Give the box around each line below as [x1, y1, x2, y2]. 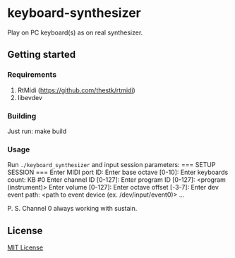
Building [7, 111, 37, 121]
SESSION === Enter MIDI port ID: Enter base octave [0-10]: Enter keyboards [7, 168, 229, 177]
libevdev [17, 93, 42, 102]
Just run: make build [7, 127, 67, 135]
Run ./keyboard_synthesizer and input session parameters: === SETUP [7, 161, 216, 169]
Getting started [7, 49, 76, 61]
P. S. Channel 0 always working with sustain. [7, 204, 138, 213]
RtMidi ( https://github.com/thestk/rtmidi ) [17, 86, 135, 94]
